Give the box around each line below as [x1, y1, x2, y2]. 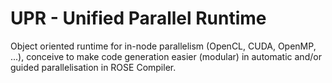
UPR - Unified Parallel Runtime [10, 7, 267, 30]
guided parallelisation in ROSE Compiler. [10, 61, 177, 73]
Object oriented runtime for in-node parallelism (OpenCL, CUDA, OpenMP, [10, 40, 317, 52]
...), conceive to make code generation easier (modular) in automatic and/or [10, 50, 322, 62]
